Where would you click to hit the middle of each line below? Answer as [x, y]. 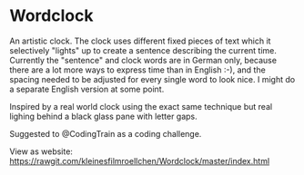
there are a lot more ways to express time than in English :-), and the [137, 70]
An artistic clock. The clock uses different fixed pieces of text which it [140, 41]
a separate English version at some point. [87, 89]
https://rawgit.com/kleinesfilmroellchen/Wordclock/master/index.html [140, 160]
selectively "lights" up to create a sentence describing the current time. [143, 50]
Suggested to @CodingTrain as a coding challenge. [106, 133]
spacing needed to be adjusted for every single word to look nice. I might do [152, 79]
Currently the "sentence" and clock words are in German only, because [143, 60]
